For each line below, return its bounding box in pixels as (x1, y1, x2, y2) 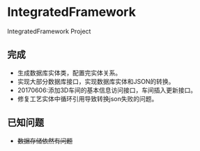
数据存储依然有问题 (17, 136, 73, 145)
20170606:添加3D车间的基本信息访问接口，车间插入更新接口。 (17, 86, 197, 94)
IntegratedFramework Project (7, 27, 91, 35)
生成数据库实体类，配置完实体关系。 (17, 69, 122, 77)
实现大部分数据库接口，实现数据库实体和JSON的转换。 (17, 77, 176, 85)
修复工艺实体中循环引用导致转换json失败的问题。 (17, 94, 158, 103)
